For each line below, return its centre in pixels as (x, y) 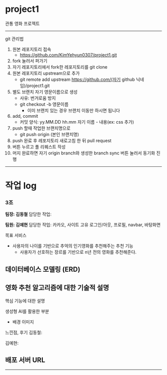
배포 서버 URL (25, 360)
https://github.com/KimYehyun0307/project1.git (68, 55)
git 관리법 (14, 39)
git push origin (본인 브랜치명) (49, 134)
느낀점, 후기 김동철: (24, 332)
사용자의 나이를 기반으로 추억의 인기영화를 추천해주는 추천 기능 (73, 246)
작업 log (21, 186)
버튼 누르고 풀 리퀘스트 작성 (39, 147)
